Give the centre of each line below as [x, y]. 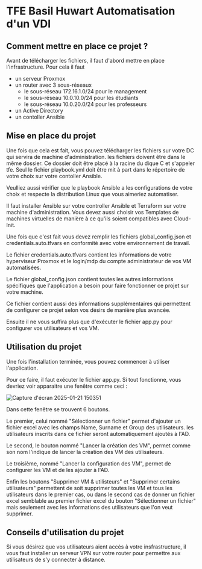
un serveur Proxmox [40, 79]
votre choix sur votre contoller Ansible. [54, 176]
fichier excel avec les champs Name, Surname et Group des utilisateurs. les [100, 427]
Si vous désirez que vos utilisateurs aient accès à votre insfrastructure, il [96, 547]
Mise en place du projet [51, 136]
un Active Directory [39, 110]
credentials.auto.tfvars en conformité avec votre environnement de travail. [98, 243]
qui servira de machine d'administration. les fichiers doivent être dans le [96, 157]
